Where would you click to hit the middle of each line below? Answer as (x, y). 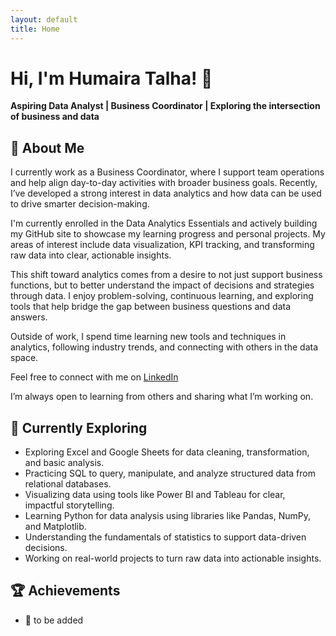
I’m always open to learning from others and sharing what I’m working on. (162, 397)
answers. (29, 317)
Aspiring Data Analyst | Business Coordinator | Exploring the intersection (165, 106)
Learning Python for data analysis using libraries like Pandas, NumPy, (168, 516)
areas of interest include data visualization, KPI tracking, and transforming (162, 245)
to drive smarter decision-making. (80, 204)
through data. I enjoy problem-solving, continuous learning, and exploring (162, 296)
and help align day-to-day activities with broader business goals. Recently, (164, 183)
